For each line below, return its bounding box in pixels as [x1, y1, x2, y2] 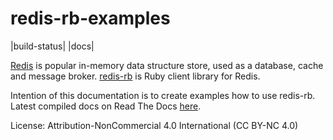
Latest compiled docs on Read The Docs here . [10, 100, 202, 112]
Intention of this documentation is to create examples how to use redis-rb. [10, 89, 316, 101]
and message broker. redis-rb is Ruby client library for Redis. [10, 70, 261, 82]
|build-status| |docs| [10, 40, 95, 52]
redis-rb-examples [10, 7, 171, 30]
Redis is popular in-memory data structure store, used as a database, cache [10, 59, 324, 71]
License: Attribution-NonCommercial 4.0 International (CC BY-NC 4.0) [10, 119, 299, 131]
